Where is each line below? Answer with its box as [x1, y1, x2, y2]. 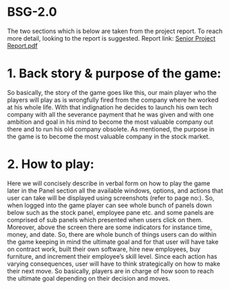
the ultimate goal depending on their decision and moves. [7, 274, 171, 282]
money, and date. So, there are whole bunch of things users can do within [7, 230, 217, 238]
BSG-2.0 [7, 4, 57, 20]
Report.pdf [7, 41, 38, 50]
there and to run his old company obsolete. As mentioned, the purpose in [7, 125, 215, 133]
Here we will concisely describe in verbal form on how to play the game [7, 179, 211, 187]
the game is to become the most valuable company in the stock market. [7, 132, 210, 140]
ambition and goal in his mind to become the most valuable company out [7, 118, 213, 126]
